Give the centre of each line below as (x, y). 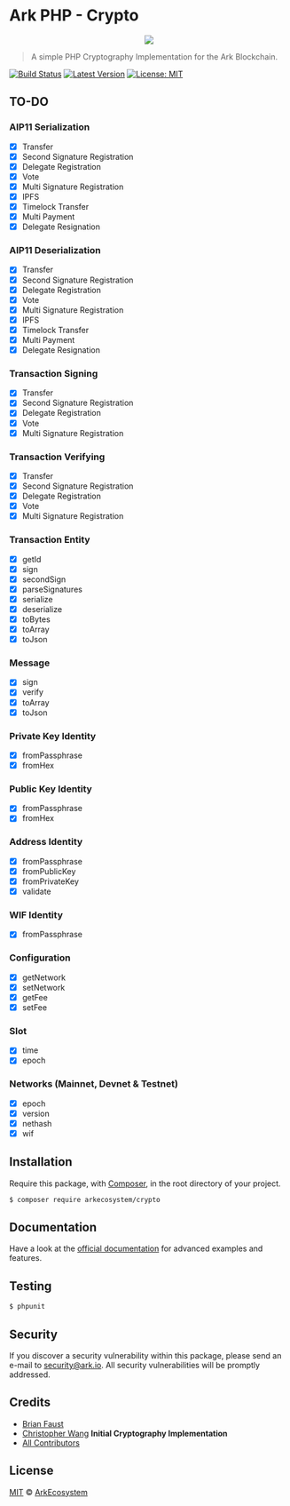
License (31, 1471)
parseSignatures (52, 589)
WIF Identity (36, 914)
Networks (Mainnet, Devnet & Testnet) (94, 1084)
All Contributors (51, 1442)
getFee (35, 997)
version (36, 1113)
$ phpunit (27, 1307)
